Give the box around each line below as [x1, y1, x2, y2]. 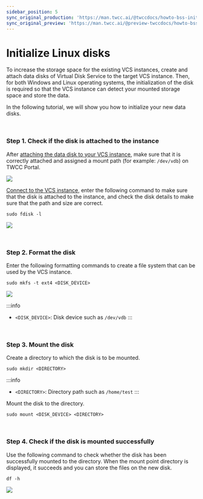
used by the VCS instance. [6, 268, 72, 275]
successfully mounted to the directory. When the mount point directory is [6, 457, 188, 465]
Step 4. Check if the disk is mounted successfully [6, 437, 155, 446]
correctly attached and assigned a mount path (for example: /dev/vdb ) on [6, 157, 189, 164]
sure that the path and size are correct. [6, 199, 104, 206]
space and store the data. [6, 92, 70, 99]
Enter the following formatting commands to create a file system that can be [6, 261, 196, 269]
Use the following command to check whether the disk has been [6, 451, 167, 458]
